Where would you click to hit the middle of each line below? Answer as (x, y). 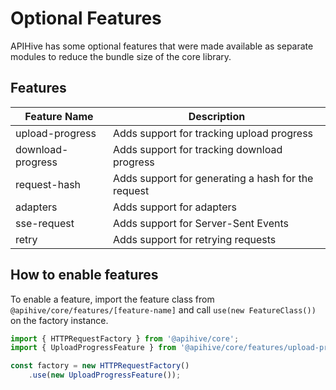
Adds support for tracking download (197, 149)
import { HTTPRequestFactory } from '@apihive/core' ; (125, 338)
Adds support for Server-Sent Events (200, 223)
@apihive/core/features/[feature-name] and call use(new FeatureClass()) (163, 309)
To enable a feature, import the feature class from (112, 299)
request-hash (48, 184)
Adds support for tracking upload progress (213, 133)
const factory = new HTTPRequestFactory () (100, 366)
